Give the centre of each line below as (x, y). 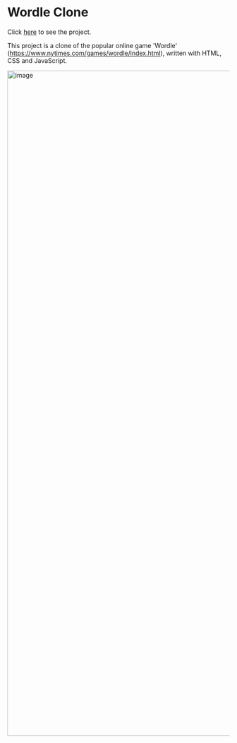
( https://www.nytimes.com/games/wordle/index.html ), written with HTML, (115, 53)
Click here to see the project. (49, 32)
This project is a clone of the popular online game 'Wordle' (92, 45)
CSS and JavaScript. (37, 60)
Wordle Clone (48, 12)
